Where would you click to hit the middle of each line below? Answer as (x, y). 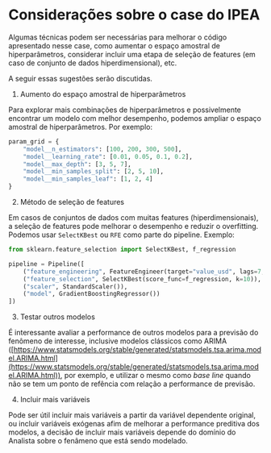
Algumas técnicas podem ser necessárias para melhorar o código (118, 37)
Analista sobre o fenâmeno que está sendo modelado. (98, 441)
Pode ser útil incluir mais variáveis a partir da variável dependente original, (132, 415)
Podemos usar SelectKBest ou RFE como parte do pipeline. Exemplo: (122, 235)
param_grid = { (34, 141)
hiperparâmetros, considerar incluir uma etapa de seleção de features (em (132, 54)
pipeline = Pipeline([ (46, 264)
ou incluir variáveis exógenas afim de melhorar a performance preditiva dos (134, 424)
